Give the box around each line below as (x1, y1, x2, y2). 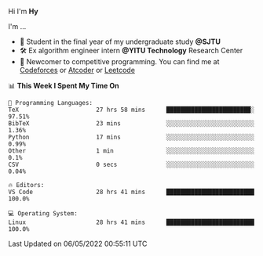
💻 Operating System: (8, 210, 79, 218)
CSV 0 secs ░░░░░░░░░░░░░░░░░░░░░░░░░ (8, 160, 255, 168)
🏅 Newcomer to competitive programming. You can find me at (19, 57, 220, 66)
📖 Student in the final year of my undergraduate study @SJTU (19, 37, 221, 46)
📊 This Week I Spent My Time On (8, 81, 119, 90)
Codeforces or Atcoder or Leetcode (19, 66, 136, 74)
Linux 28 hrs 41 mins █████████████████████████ (8, 218, 255, 226)
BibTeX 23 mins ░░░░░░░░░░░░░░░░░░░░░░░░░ (8, 120, 255, 128)
